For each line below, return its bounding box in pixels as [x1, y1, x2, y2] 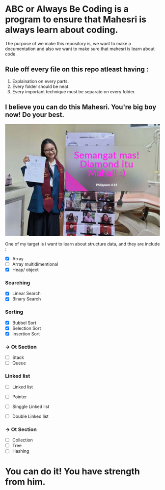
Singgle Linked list [12, 404, 50, 409]
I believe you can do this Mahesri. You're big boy [5, 103, 157, 111]
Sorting [5, 308, 24, 315]
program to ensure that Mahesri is [5, 14, 146, 25]
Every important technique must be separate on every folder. [12, 88, 136, 94]
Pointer [12, 394, 27, 400]
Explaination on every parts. [12, 78, 69, 84]
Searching [5, 279, 30, 286]
